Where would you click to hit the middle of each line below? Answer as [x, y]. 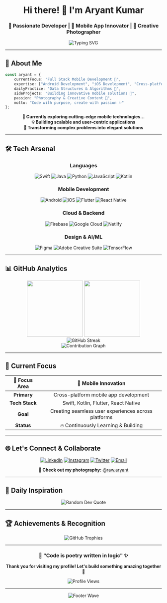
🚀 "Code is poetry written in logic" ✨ [83, 555]
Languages [83, 165]
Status [23, 425]
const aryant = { [23, 75]
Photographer [83, 32]
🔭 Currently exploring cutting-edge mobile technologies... [83, 117]
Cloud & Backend [83, 213]
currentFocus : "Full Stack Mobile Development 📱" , [68, 79]
